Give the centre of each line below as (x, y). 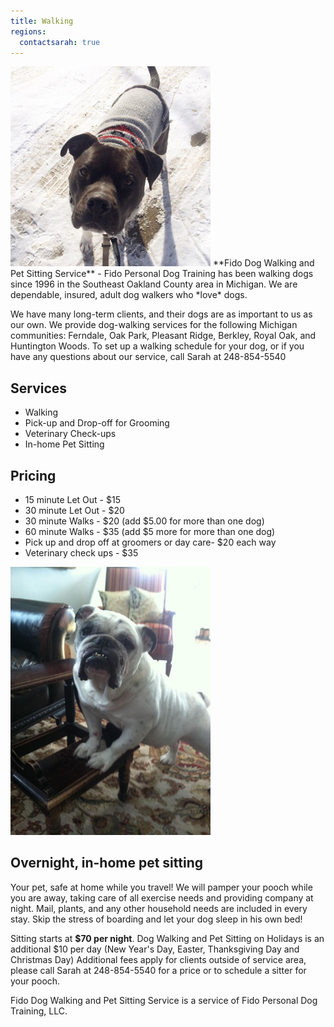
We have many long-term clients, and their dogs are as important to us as (161, 314)
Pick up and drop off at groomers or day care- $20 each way (150, 542)
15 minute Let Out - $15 (72, 499)
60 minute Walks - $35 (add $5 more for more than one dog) (150, 531)
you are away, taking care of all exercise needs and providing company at (162, 897)
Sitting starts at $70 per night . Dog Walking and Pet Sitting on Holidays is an (167, 938)
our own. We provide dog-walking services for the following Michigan (154, 325)
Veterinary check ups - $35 (81, 553)
